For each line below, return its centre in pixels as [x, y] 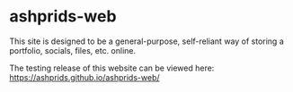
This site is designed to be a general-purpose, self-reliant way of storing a [147, 41]
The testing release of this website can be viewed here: [112, 68]
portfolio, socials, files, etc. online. [73, 50]
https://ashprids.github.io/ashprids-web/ [84, 77]
